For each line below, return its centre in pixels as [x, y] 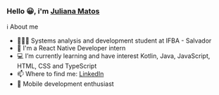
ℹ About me [23, 27]
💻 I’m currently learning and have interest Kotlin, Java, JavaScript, [113, 56]
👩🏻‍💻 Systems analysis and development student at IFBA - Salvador [114, 41]
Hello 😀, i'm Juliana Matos [53, 11]
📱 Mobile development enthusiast [65, 84]
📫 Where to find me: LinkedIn [60, 74]
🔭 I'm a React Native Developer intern [71, 48]
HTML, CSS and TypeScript [57, 66]
